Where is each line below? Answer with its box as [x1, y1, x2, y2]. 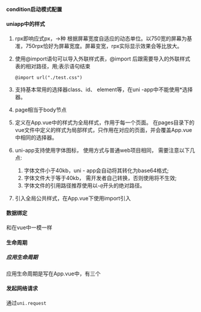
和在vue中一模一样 [6, 224, 53, 231]
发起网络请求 [6, 285, 38, 292]
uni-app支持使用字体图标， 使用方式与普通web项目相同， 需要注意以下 [14, 146, 190, 154]
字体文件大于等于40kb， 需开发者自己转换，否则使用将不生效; [23, 174, 177, 181]
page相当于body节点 [14, 106, 67, 113]
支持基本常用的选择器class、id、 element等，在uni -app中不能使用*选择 [14, 86, 193, 93]
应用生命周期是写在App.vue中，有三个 [6, 270, 101, 277]
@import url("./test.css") [14, 74, 83, 80]
